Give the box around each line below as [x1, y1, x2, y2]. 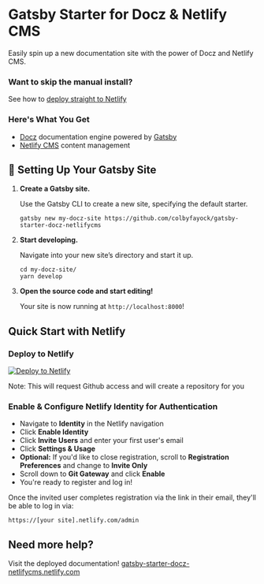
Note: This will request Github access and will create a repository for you [8, 381, 244, 391]
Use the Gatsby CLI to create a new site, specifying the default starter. [19, 199, 248, 209]
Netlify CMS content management [19, 140, 130, 150]
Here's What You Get [8, 114, 90, 125]
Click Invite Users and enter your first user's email [19, 436, 184, 445]
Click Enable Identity [19, 427, 89, 437]
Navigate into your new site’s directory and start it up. [19, 251, 194, 260]
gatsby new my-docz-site [19, 214, 102, 222]
